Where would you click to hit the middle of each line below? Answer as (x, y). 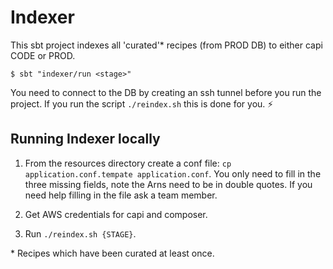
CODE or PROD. (43, 55)
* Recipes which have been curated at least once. (112, 253)
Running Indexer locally (85, 139)
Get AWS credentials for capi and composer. (116, 214)
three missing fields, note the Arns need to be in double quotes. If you (168, 184)
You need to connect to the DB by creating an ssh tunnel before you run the (166, 92)
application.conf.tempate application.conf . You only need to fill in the (173, 173)
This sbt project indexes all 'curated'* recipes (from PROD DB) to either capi (166, 45)
